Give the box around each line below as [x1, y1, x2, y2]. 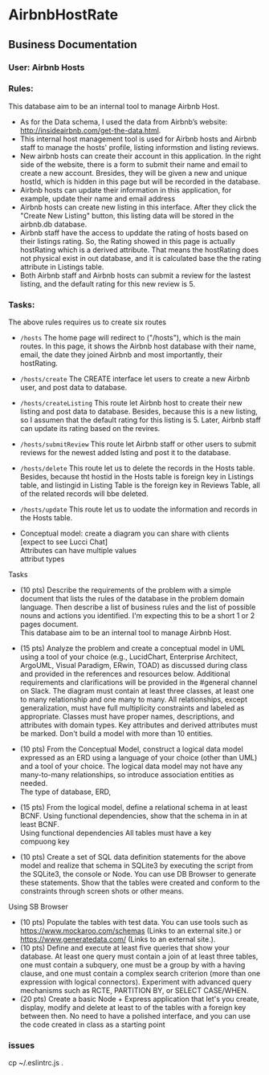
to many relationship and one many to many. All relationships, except [19, 694, 247, 704]
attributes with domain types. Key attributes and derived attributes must [19, 720, 259, 730]
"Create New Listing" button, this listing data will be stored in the [19, 210, 234, 220]
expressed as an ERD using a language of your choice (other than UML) [19, 753, 258, 763]
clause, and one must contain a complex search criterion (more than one [19, 969, 261, 979]
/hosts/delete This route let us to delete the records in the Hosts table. [19, 463, 255, 473]
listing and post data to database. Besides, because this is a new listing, [19, 407, 259, 417]
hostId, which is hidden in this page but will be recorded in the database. [19, 177, 261, 186]
